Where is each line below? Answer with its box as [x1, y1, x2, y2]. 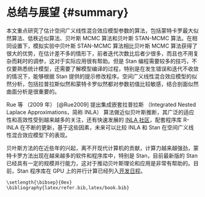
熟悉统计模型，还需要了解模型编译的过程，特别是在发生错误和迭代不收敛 [16, 65, 199, 72]
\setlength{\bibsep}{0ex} [6, 179, 72, 185]
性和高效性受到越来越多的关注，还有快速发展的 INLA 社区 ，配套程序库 [6, 116, 182, 123]
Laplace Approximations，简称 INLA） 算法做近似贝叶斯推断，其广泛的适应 [6, 108, 195, 116]
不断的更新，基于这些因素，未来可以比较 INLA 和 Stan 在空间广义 [25, 123, 189, 131]
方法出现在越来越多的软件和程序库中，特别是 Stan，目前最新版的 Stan [22, 152, 198, 159]
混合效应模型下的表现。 [11, 131, 71, 138]
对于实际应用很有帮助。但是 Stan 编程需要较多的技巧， [54, 57, 192, 65]
